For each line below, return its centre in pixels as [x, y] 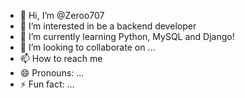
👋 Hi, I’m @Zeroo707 [62, 15]
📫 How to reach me [61, 58]
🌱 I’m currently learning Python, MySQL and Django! [127, 36]
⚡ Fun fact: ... [47, 84]
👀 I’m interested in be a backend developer [108, 26]
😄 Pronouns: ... [52, 73]
